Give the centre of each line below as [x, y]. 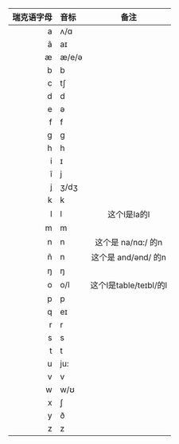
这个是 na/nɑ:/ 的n [129, 242]
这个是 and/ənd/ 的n [129, 257]
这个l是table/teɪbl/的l [129, 285]
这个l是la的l [128, 214]
